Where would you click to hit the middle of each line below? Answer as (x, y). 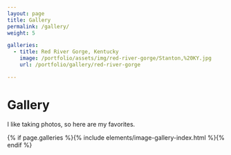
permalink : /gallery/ (38, 26)
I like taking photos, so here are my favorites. (71, 124)
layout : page (26, 13)
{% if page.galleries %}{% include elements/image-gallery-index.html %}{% (116, 137)
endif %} (20, 145)
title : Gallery (29, 20)
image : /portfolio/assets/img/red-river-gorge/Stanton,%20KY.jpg (116, 58)
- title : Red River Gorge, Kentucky (66, 52)
